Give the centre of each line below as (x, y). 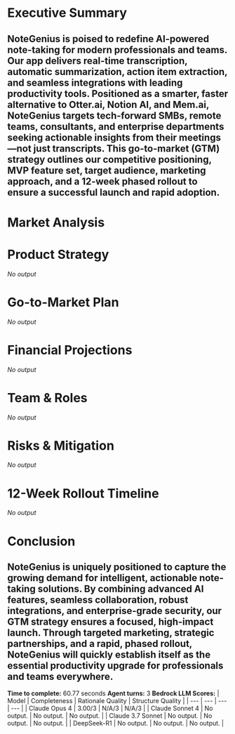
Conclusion (41, 541)
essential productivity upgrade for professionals (115, 666)
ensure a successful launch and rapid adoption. (114, 192)
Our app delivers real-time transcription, (98, 61)
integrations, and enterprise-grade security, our (115, 611)
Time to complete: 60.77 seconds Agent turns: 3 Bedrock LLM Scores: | (113, 693)
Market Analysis (56, 222)
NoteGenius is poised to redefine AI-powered (108, 39)
